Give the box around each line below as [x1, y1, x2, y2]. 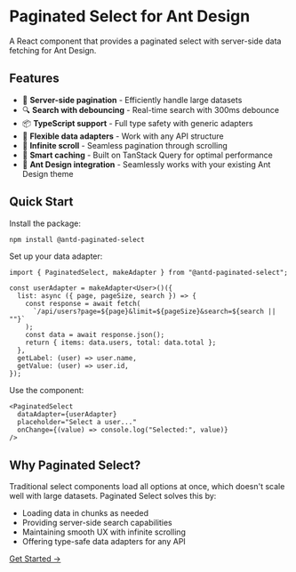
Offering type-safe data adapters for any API [21, 536, 187, 547]
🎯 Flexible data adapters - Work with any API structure [21, 131, 224, 141]
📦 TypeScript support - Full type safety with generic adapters [21, 117, 253, 128]
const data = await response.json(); [25, 331, 165, 340]
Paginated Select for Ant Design [9, 6, 251, 27]
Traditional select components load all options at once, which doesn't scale [9, 481, 285, 492]
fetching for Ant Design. [9, 44, 97, 55]
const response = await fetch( [25, 300, 141, 309]
